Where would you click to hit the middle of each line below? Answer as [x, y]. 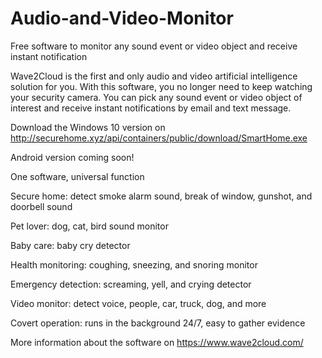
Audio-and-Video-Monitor [122, 18]
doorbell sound [41, 206]
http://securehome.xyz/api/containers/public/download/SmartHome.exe [159, 138]
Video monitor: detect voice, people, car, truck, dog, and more [138, 303]
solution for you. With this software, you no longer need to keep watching [161, 86]
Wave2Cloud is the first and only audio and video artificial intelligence [154, 76]
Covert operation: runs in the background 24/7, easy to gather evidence [158, 323]
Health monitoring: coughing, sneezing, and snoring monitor [134, 264]
